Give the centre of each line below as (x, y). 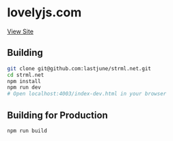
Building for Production (57, 115)
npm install (24, 81)
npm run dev (24, 88)
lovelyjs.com (44, 13)
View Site (21, 31)
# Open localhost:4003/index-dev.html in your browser (87, 94)
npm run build (27, 131)
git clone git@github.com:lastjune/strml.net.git (79, 68)
